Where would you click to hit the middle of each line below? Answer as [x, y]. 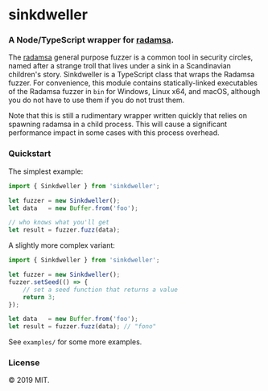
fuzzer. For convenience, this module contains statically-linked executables [133, 83]
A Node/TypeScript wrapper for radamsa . [91, 40]
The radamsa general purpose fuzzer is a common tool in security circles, [131, 57]
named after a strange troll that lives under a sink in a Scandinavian [120, 66]
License [24, 363]
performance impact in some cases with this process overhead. [114, 133]
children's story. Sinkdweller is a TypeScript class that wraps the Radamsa [132, 75]
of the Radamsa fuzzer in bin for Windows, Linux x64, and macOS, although [134, 92]
